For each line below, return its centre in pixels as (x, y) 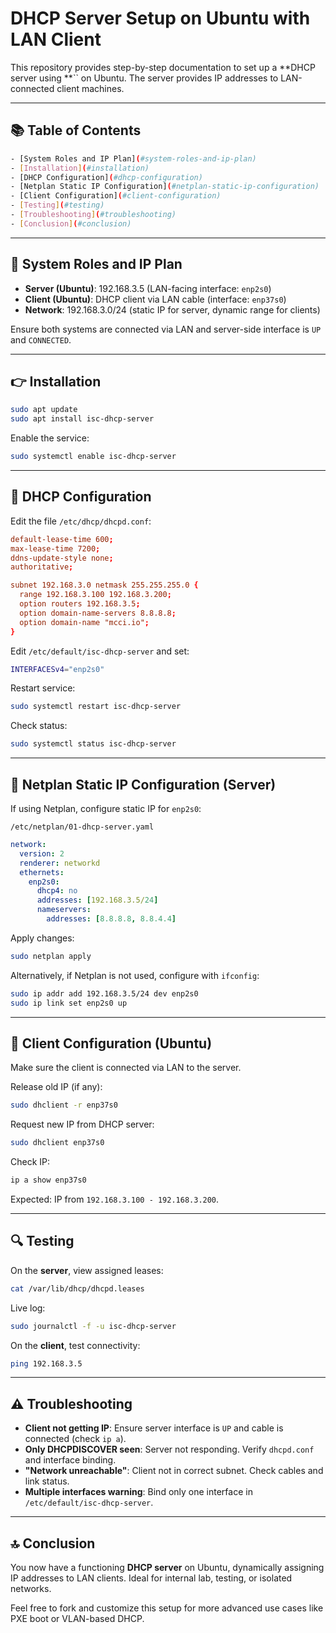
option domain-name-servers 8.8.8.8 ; (98, 613)
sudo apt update (44, 410)
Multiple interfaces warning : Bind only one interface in (138, 1492)
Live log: (28, 1308)
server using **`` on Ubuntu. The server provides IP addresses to (144, 78)
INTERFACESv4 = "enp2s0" (57, 669)
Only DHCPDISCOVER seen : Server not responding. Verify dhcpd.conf (169, 1449)
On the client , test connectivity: (75, 1345)
